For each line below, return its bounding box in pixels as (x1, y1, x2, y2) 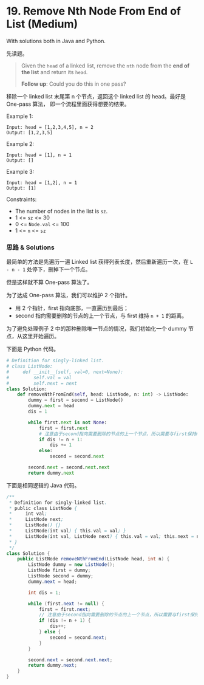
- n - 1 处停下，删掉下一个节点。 (6, 266, 91, 273)
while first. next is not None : (28, 419, 107, 425)
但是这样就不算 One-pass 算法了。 (6, 278, 93, 286)
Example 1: (6, 112, 33, 120)
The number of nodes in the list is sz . (15, 207, 108, 215)
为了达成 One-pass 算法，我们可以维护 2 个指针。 (6, 292, 131, 299)
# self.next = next (6, 380, 78, 387)
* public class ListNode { (8, 505, 78, 511)
